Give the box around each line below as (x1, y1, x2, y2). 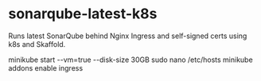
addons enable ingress (8, 63, 84, 72)
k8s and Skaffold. (8, 39, 66, 48)
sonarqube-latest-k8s (8, 5, 158, 23)
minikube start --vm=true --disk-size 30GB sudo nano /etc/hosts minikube (8, 55, 253, 64)
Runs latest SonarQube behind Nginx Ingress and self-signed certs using (8, 31, 247, 40)
